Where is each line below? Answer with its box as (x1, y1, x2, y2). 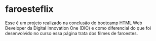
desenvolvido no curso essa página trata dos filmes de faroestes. (5, 30, 138, 36)
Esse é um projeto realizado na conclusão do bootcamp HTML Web (5, 20, 142, 26)
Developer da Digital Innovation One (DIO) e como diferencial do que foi (5, 25, 152, 31)
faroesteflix (5, 3, 54, 15)
